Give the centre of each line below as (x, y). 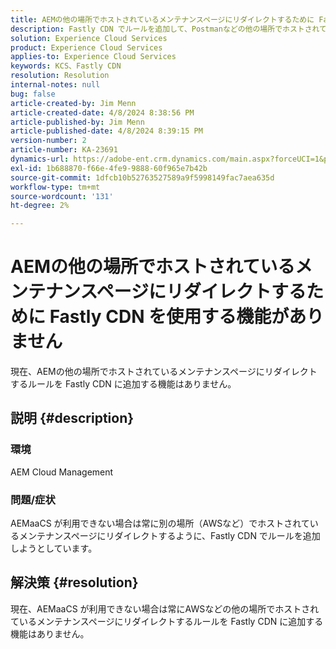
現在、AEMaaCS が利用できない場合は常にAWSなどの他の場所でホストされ (165, 608)
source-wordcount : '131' (62, 196)
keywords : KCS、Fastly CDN (66, 66)
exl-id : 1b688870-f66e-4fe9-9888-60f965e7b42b (109, 168)
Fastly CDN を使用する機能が (169, 317)
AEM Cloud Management (62, 472)
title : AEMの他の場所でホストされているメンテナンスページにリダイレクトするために (162, 19)
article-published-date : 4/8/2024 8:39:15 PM (106, 131)
